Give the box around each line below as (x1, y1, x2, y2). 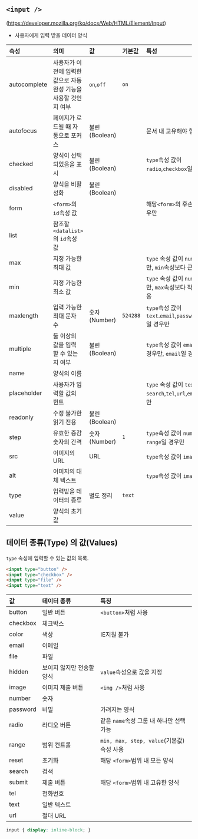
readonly (9, 413, 34, 421)
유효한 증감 (52, 429, 82, 437)
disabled (9, 184, 33, 192)
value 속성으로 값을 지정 (100, 668, 163, 676)
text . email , (146, 311, 177, 319)
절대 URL (42, 812, 67, 820)
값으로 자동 (52, 76, 82, 84)
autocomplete (9, 80, 48, 88)
